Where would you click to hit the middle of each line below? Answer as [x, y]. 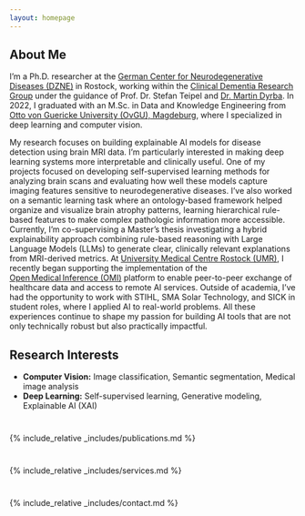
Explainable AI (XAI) [60, 406]
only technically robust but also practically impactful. [108, 326]
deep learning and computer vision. [76, 125]
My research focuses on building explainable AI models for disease [135, 143]
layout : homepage [42, 18]
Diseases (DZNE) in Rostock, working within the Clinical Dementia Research [152, 86]
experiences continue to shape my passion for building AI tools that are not [150, 317]
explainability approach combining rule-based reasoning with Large [136, 239]
